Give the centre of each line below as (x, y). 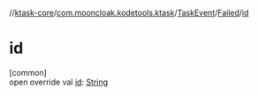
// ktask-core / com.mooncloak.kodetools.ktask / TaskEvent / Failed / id (129, 13)
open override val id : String (59, 82)
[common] (28, 72)
